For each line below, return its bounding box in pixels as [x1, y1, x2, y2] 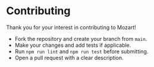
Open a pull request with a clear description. [14, 54, 124, 61]
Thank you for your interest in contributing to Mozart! [6, 24, 137, 31]
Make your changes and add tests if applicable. [14, 42, 131, 49]
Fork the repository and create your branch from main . [14, 35, 147, 42]
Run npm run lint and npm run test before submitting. [14, 47, 149, 55]
